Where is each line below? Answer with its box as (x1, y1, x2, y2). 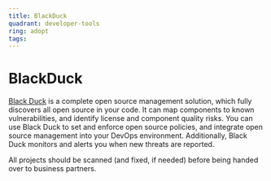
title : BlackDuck (8, 11, 68, 20)
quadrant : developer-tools (8, 19, 100, 28)
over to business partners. (8, 164, 97, 174)
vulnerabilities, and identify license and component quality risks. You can (8, 114, 254, 123)
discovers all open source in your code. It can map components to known (8, 105, 255, 114)
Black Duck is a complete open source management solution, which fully (8, 97, 252, 106)
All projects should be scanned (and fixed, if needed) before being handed (8, 155, 259, 165)
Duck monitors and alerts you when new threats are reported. (8, 140, 215, 149)
